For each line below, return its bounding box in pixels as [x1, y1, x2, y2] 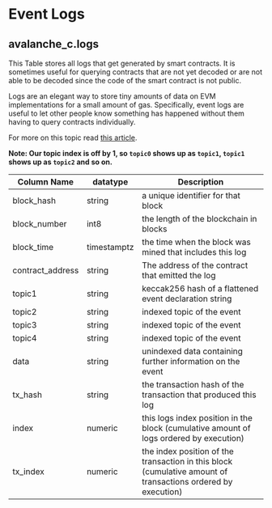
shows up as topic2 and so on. [8, 157, 113, 167]
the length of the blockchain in [141, 214, 257, 224]
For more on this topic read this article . [8, 133, 138, 142]
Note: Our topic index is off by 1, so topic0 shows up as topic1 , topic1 [8, 149, 245, 158]
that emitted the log [141, 270, 216, 281]
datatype [92, 176, 129, 187]
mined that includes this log [141, 247, 247, 257]
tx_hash [12, 389, 43, 400]
